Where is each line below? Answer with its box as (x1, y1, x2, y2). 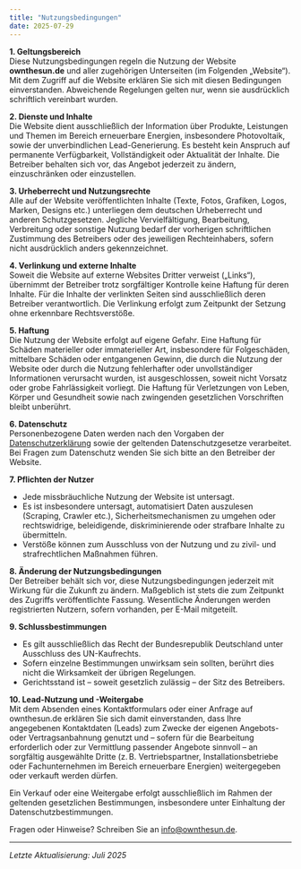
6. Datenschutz (9, 418, 68, 429)
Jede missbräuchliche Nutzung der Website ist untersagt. (21, 491, 235, 502)
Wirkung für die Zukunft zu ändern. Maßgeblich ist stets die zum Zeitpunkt (9, 584, 285, 596)
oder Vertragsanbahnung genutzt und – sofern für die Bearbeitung (9, 732, 254, 743)
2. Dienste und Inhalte (9, 111, 93, 122)
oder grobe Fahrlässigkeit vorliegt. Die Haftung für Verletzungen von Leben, (9, 382, 289, 392)
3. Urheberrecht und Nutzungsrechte (9, 185, 150, 196)
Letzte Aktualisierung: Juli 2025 (9, 849, 127, 860)
